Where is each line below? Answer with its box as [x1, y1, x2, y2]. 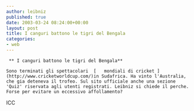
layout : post [6, 25, 38, 31]
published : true [6, 14, 46, 20]
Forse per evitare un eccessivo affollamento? [6, 89, 123, 94]
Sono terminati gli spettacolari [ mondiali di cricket [6, 68, 155, 74]
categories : [6, 36, 35, 42]
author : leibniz [6, 8, 46, 15]
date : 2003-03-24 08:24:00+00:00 [6, 19, 89, 25]
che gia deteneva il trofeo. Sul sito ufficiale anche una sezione [6, 78, 176, 84]
